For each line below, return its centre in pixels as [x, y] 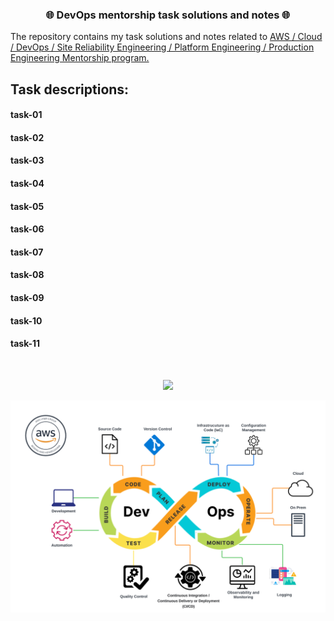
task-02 [27, 137]
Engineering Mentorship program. [80, 58]
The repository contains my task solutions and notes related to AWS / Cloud [166, 37]
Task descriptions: [70, 89]
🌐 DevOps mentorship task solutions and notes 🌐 [168, 15]
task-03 [27, 160]
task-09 [27, 298]
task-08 [27, 275]
